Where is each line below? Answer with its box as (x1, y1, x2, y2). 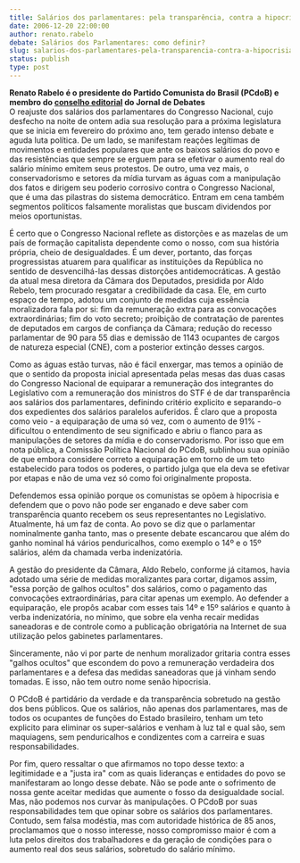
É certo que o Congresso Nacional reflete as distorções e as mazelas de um (9, 228, 288, 238)
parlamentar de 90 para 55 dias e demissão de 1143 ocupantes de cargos (9, 332, 279, 343)
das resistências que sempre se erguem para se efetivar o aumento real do (9, 154, 286, 164)
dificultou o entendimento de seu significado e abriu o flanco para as (9, 425, 263, 436)
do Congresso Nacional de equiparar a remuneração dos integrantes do (9, 378, 274, 388)
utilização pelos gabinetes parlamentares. (9, 630, 163, 641)
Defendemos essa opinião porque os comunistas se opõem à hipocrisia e (9, 490, 279, 501)
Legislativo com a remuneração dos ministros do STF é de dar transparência (9, 387, 291, 398)
